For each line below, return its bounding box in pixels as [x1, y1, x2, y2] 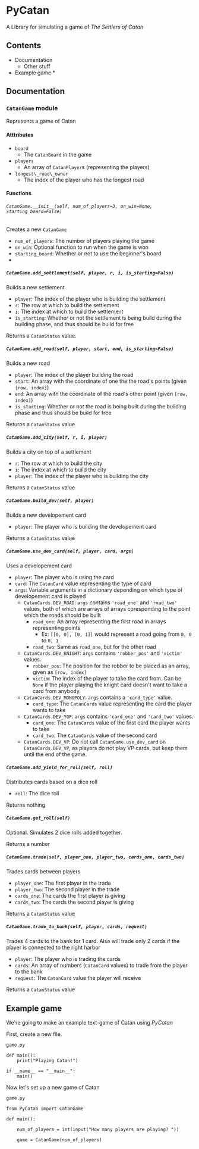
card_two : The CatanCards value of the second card [32, 732, 157, 739]
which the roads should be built [23, 611, 101, 619]
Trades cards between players [6, 868, 81, 875]
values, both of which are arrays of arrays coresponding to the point [23, 605, 191, 613]
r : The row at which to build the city [14, 460, 103, 467]
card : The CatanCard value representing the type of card [14, 580, 151, 587]
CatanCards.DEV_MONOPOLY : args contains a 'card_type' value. [23, 694, 172, 701]
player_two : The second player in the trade [14, 886, 120, 893]
